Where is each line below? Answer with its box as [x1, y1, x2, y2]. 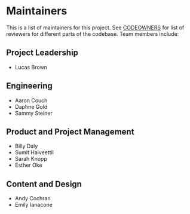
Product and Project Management [6, 127, 134, 137]
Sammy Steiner [14, 109, 53, 117]
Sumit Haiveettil [14, 149, 54, 156]
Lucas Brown [14, 63, 48, 71]
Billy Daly [14, 142, 38, 150]
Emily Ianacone [14, 201, 53, 209]
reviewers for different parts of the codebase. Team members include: [6, 30, 179, 37]
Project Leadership [6, 48, 79, 58]
